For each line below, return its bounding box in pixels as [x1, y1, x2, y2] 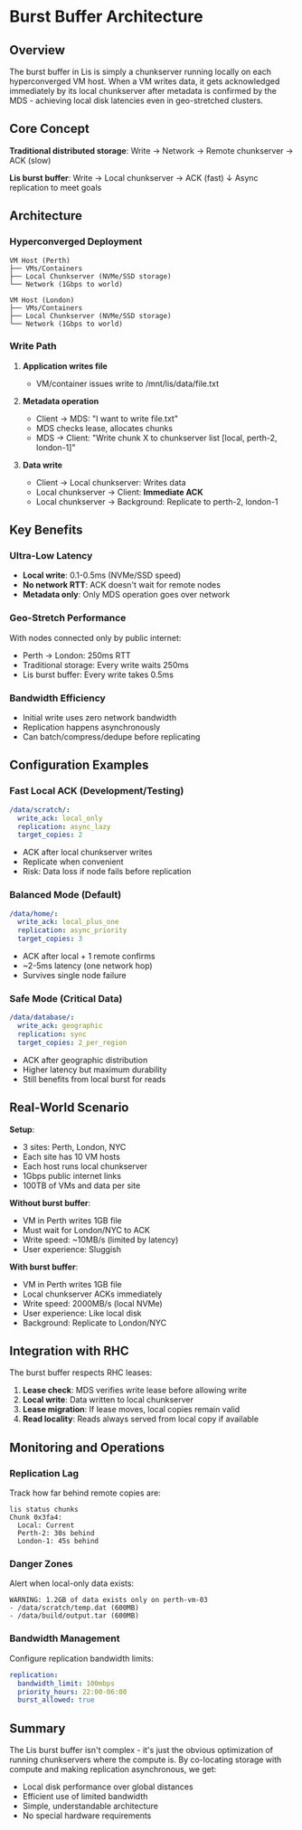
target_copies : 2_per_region [17, 1038, 127, 1047]
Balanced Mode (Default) [9, 889, 122, 901]
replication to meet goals [9, 182, 102, 193]
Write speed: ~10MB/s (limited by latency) [22, 1234, 179, 1245]
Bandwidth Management [9, 1632, 120, 1645]
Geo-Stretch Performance [9, 612, 127, 625]
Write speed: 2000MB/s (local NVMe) [22, 1297, 163, 1308]
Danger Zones [9, 1558, 74, 1571]
